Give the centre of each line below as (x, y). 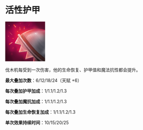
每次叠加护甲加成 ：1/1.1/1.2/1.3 (36, 91)
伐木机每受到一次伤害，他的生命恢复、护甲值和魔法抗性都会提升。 (73, 69)
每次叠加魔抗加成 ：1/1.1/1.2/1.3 (36, 101)
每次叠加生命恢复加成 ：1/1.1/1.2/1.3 (40, 112)
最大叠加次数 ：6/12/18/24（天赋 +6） (44, 80)
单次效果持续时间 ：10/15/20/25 (37, 123)
